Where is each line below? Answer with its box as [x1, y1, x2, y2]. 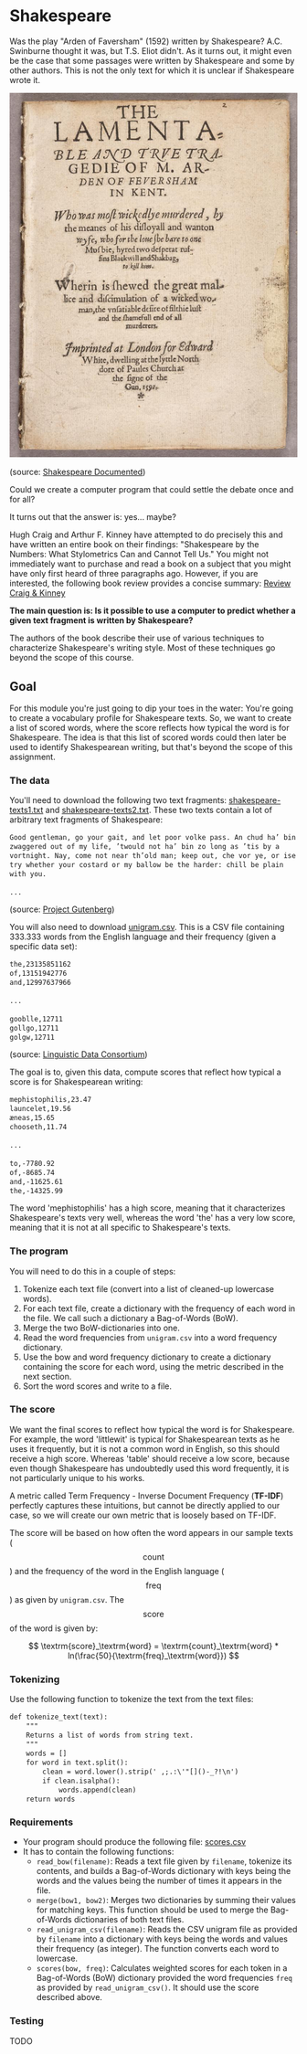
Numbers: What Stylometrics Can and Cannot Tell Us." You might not [9, 549, 270, 560]
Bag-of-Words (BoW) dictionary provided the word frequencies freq [36, 1973, 293, 1984]
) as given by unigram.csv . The [9, 1593, 125, 1604]
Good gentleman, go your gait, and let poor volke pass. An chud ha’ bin [9, 833, 297, 842]
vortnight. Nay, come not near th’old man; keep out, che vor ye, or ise [9, 852, 297, 861]
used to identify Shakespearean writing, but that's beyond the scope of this [9, 741, 293, 752]
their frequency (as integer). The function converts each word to [36, 1943, 280, 1954]
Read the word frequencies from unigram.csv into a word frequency [22, 1331, 278, 1343]
